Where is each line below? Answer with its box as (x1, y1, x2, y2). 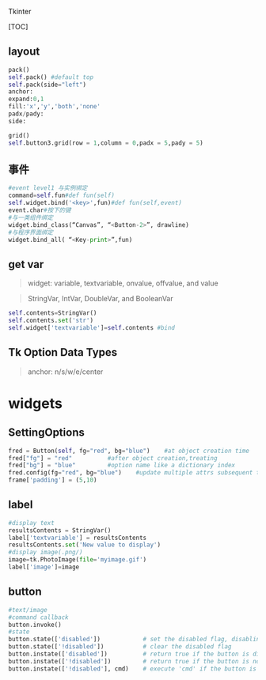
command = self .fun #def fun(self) (8, 191, 115, 200)
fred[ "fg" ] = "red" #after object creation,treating (8, 454, 218, 462)
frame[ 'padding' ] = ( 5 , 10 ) (8, 476, 97, 485)
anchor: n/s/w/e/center (27, 367, 104, 376)
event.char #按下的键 (8, 206, 71, 214)
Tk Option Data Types (8, 346, 118, 359)
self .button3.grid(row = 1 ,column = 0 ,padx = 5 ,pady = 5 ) (8, 138, 203, 147)
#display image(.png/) (8, 549, 83, 557)
